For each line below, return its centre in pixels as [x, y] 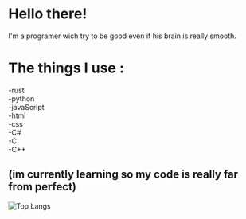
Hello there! [48, 14]
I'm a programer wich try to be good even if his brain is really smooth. [123, 36]
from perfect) [43, 187]
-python [21, 98]
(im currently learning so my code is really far [123, 175]
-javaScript [27, 107]
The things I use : [66, 68]
